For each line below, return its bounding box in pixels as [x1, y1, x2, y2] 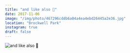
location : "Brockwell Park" [5, 20, 62, 26]
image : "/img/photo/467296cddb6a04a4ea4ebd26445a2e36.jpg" [5, 16, 126, 21]
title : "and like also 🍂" [5, 7, 57, 12]
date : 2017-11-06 [5, 12, 40, 16]
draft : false [5, 29, 31, 34]
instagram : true [5, 25, 38, 30]
